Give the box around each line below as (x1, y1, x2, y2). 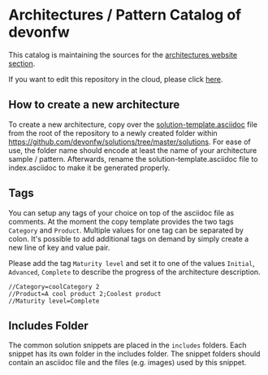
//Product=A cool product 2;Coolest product (8, 290, 162, 298)
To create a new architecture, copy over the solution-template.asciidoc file (8, 120, 258, 129)
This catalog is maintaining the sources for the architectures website (8, 50, 238, 59)
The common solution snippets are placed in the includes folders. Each (8, 340, 247, 351)
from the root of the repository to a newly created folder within (8, 128, 218, 137)
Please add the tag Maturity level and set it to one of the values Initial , (8, 258, 255, 268)
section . (8, 59, 36, 68)
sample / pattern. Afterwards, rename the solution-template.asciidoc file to (8, 154, 258, 164)
